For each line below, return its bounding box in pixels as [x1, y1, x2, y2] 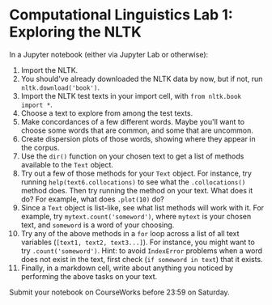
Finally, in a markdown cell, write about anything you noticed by [20, 263, 234, 273]
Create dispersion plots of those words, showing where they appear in [20, 133, 256, 143]
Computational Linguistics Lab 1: [9, 6, 233, 24]
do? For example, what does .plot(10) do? [20, 194, 164, 204]
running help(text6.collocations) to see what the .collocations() [20, 176, 246, 187]
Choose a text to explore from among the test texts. [20, 108, 193, 118]
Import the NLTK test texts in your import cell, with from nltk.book [20, 91, 242, 100]
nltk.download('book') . [20, 83, 100, 92]
